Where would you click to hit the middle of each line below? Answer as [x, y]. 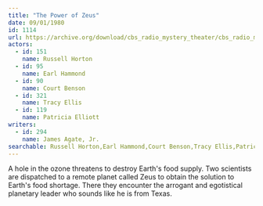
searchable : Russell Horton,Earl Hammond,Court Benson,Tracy [110, 146]
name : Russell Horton [57, 60]
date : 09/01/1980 [36, 23]
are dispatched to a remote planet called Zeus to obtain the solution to [121, 177]
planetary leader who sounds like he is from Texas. [90, 193]
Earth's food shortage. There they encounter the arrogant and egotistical [125, 186]
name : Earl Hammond [54, 74]
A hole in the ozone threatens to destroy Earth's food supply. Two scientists [130, 168]
